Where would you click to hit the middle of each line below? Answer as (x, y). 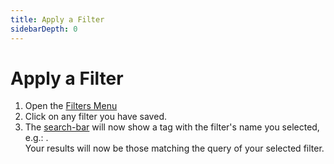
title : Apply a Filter (57, 19)
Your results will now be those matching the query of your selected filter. (174, 148)
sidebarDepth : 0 (44, 29)
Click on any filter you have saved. (95, 117)
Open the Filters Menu (71, 106)
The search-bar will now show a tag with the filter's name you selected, (172, 127)
